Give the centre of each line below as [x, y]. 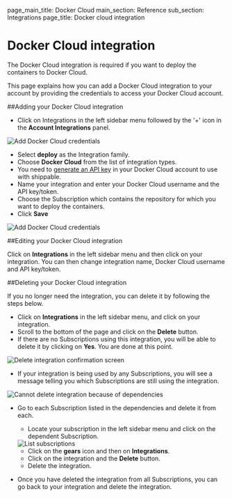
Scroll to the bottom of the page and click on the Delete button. [108, 332]
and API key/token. [34, 269]
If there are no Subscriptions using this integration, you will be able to [117, 339]
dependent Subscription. [63, 436]
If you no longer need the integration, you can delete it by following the [109, 296]
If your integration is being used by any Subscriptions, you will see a [115, 373]
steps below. [25, 303]
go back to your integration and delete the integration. [94, 486]
